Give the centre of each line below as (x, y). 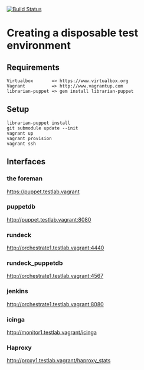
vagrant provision (29, 138)
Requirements (33, 67)
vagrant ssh (21, 144)
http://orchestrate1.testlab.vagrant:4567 (55, 276)
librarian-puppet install (38, 123)
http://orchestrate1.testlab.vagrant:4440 (55, 248)
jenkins (17, 291)
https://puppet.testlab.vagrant (43, 192)
